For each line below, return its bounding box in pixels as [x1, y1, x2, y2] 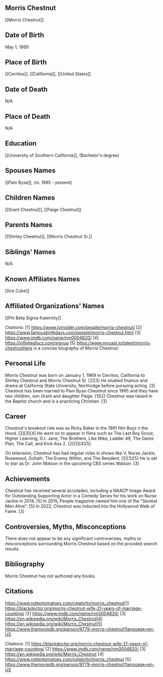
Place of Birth [5, 58, 47, 66]
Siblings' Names [5, 247, 56, 256]
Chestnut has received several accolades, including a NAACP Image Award [5, 488, 156, 493]
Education [5, 139, 37, 148]
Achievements [5, 474, 50, 483]
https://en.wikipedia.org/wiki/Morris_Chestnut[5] [5, 621, 103, 627]
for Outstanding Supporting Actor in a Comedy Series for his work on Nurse [5, 493, 157, 499]
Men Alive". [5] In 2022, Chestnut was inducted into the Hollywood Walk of [5, 503, 155, 509]
